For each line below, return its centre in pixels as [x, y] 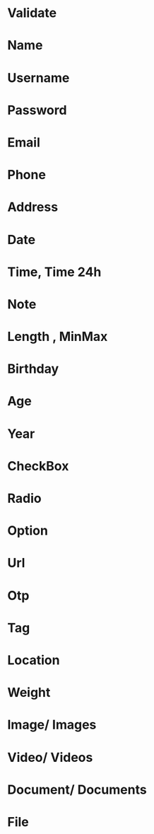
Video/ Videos [50, 757]
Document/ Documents [77, 789]
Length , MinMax [58, 337]
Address [33, 207]
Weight [29, 693]
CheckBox [38, 466]
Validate [32, 13]
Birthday [33, 369]
